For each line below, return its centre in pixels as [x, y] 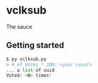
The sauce [19, 27]
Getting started [35, 45]
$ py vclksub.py [26, 59]
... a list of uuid [30, 70]
